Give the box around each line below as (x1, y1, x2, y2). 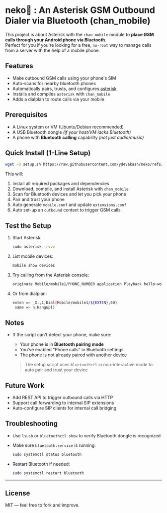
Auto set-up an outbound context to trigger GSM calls (12, 207, 121, 213)
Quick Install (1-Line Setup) (5, 149, 91, 157)
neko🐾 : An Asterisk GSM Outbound (5, 4, 156, 16)
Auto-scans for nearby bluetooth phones (12, 80, 96, 86)
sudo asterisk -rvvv (12, 244, 55, 249)
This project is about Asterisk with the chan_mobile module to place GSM (5, 31, 154, 37)
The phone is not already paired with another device (19, 352, 127, 358)
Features (5, 62, 33, 70)
